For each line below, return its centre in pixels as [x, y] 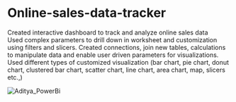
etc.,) [15, 77]
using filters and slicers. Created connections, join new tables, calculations [117, 47]
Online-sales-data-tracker [87, 13]
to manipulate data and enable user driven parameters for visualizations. [113, 55]
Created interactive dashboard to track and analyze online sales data [108, 32]
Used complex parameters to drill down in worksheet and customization [112, 39]
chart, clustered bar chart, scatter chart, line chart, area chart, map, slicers [116, 70]
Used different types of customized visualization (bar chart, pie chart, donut [118, 62]
